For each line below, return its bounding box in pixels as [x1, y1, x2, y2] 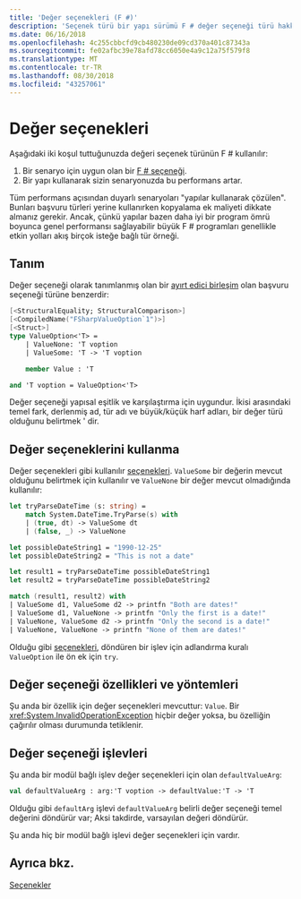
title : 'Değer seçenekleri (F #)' [9, 13, 139, 22]
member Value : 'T [25, 364, 94, 373]
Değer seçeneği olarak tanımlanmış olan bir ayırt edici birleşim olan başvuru [9, 279, 289, 291]
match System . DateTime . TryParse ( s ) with [25, 510, 178, 519]
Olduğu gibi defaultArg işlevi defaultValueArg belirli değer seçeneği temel [9, 803, 282, 814]
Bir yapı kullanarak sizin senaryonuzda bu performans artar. [21, 175, 244, 185]
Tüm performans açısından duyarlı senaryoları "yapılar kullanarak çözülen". [9, 192, 287, 202]
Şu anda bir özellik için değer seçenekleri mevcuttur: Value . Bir [9, 700, 240, 712]
